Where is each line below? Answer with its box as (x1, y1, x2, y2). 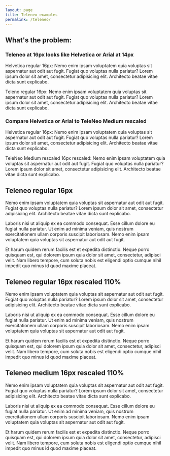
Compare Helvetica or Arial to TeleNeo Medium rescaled (5, 118, 147, 125)
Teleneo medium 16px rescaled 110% (5, 368, 124, 377)
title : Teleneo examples (5, 12, 58, 17)
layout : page (5, 7, 33, 13)
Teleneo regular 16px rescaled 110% (5, 277, 121, 286)
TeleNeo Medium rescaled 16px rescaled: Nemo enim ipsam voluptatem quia (5, 155, 165, 161)
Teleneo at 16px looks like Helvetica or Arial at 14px (5, 51, 134, 58)
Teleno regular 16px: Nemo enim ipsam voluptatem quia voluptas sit (5, 89, 147, 95)
